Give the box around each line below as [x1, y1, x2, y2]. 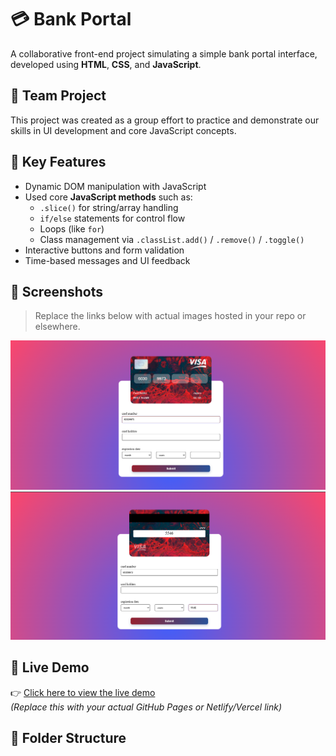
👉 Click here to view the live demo [10, 686, 156, 698]
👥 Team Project [10, 87, 107, 105]
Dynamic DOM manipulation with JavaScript [24, 180, 207, 192]
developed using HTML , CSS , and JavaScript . [10, 58, 202, 70]
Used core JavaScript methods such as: [24, 191, 193, 203]
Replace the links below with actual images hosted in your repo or [34, 310, 307, 322]
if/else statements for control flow [39, 212, 186, 224]
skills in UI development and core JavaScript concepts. [10, 124, 237, 136]
